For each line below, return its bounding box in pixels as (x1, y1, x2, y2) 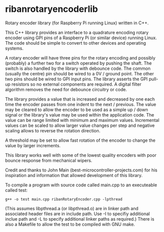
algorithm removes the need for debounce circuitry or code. (5, 86, 127, 92)
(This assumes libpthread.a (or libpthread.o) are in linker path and (5, 205, 139, 211)
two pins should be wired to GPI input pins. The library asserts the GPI (5, 76, 148, 82)
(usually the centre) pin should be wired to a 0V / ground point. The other (5, 70, 154, 76)
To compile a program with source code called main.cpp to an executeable (5, 182, 157, 188)
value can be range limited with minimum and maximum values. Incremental (5, 117, 160, 123)
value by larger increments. (5, 142, 61, 148)
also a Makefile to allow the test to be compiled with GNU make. (5, 221, 135, 227)
